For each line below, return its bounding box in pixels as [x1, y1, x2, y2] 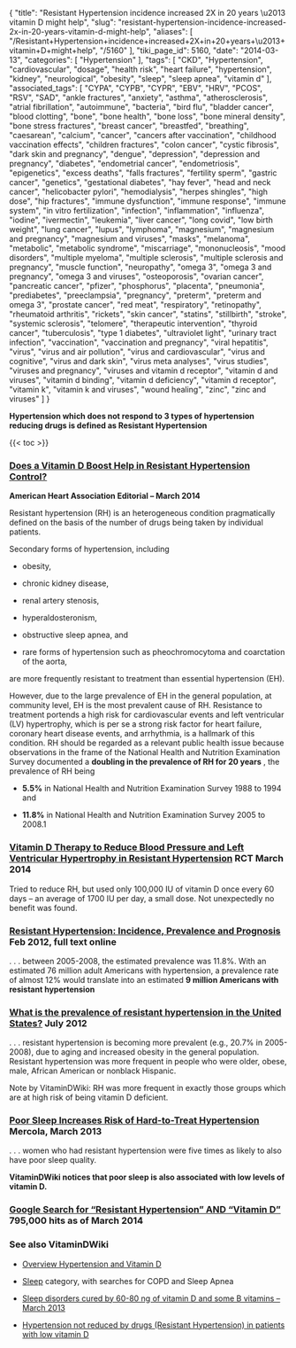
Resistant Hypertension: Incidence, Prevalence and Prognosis [9, 924, 281, 937]
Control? [9, 470, 48, 482]
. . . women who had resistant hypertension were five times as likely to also [9, 1145, 283, 1156]
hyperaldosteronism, [21, 612, 97, 623]
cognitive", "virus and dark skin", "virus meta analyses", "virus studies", [9, 356, 269, 366]
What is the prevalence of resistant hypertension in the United [9, 1006, 282, 1018]
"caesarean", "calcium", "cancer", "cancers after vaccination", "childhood [9, 130, 277, 140]
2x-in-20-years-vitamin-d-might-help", [9, 27, 152, 36]
